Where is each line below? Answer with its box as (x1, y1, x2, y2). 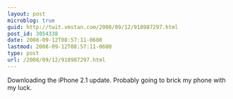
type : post (7, 50, 40, 57)
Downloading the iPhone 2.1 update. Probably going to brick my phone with (7, 76, 226, 84)
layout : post (7, 10, 46, 18)
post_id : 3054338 (7, 30, 59, 37)
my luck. (7, 83, 32, 92)
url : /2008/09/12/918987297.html (7, 57, 106, 64)
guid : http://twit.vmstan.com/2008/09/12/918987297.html (7, 23, 179, 30)
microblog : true (7, 17, 55, 24)
